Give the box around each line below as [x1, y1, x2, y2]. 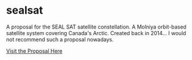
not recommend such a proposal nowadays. [6, 36, 114, 43]
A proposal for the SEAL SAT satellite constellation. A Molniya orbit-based [6, 23, 187, 30]
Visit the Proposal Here [6, 47, 62, 54]
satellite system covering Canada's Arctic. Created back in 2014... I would [6, 29, 186, 36]
